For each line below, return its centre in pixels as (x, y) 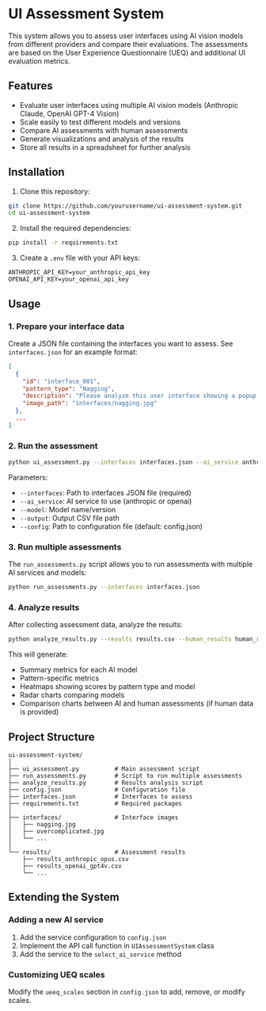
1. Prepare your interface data (66, 326)
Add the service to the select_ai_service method (101, 954)
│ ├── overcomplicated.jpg (56, 832)
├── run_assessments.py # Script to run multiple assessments (125, 776)
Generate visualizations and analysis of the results (102, 139)
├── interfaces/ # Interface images (93, 818)
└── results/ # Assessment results (97, 852)
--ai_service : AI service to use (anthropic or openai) (106, 501)
